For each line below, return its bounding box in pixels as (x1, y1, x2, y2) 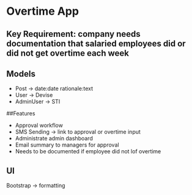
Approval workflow (15, 121, 63, 129)
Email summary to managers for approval (15, 141, 119, 148)
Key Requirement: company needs (6, 29, 141, 39)
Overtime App (6, 4, 79, 18)
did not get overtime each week (6, 48, 130, 58)
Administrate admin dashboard (15, 135, 93, 142)
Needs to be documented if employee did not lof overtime (15, 148, 161, 155)
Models (6, 69, 35, 79)
